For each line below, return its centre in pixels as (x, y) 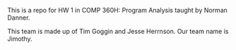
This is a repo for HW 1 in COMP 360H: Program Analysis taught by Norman (118, 10)
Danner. (19, 18)
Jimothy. (20, 39)
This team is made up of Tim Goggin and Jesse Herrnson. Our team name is (118, 31)
